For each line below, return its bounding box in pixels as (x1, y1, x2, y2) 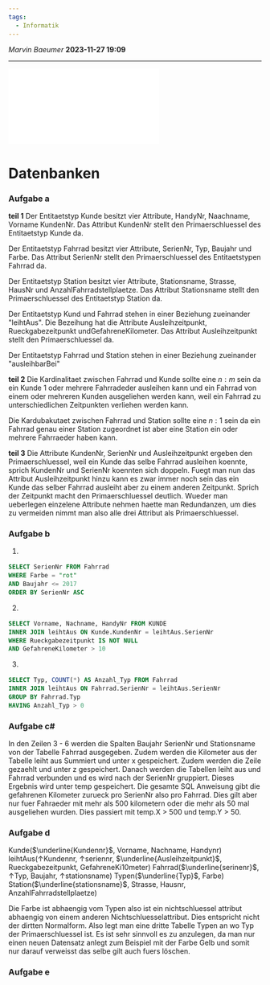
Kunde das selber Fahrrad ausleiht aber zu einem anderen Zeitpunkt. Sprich (8, 482, 260, 492)
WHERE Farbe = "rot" (8, 572, 78, 580)
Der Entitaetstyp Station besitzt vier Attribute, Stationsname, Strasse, (8, 276, 237, 285)
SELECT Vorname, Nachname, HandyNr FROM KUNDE (8, 619, 167, 627)
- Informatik (15, 21, 59, 30)
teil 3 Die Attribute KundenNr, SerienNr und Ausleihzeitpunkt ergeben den (8, 448, 253, 458)
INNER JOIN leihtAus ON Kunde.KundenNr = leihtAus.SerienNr (8, 628, 215, 636)
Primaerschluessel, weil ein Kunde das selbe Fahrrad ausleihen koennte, (8, 457, 247, 466)
